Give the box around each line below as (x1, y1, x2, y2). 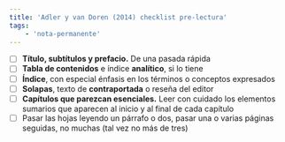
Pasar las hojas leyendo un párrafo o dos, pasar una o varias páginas (21, 112, 274, 123)
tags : (9, 21, 29, 30)
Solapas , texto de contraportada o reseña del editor (21, 83, 214, 93)
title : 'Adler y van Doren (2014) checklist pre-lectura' (9, 12, 227, 22)
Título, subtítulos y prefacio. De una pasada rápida (21, 54, 211, 64)
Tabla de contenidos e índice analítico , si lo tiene (21, 64, 204, 74)
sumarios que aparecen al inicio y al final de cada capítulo (21, 103, 235, 114)
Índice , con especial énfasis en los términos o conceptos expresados (21, 73, 276, 84)
